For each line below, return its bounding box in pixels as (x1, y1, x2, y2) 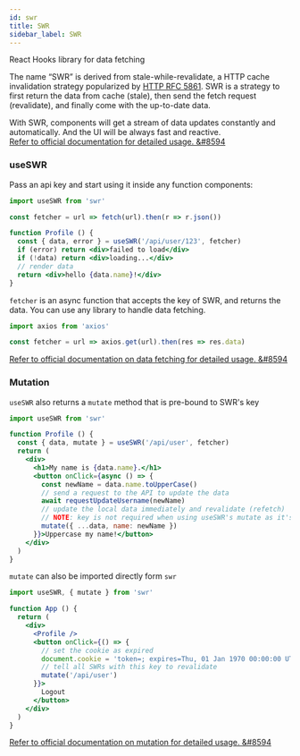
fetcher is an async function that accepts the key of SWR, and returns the (9, 294, 281, 305)
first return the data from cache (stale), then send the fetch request (9, 90, 257, 101)
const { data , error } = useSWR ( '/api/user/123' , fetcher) (17, 237, 242, 246)
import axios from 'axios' (9, 321, 110, 331)
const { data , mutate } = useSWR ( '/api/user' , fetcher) (17, 438, 229, 447)
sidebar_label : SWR (9, 30, 82, 38)
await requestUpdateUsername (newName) (41, 497, 186, 505)
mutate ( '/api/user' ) (41, 671, 118, 680)
